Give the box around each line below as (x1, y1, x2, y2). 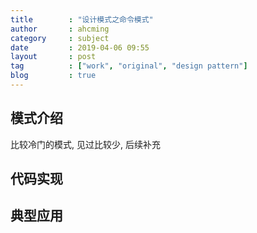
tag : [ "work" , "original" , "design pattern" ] (10, 61, 248, 71)
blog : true (10, 71, 97, 81)
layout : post (10, 52, 97, 62)
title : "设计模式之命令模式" (10, 14, 154, 25)
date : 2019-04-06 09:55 (10, 42, 150, 53)
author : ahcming (10, 24, 110, 34)
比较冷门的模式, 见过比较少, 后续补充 (10, 138, 161, 150)
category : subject (10, 33, 110, 43)
